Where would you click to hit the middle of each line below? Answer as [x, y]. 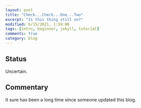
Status [16, 59]
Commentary [27, 87]
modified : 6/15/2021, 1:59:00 [38, 24]
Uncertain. [16, 71]
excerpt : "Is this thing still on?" [44, 19]
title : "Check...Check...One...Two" [44, 15]
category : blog [21, 39]
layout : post [19, 10]
